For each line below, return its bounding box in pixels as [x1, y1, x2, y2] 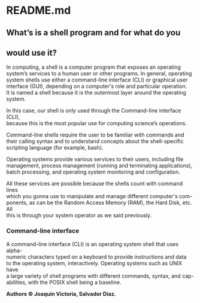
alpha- [6, 247, 23, 254]
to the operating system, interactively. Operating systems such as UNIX [6, 259, 183, 266]
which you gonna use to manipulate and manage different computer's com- [6, 193, 193, 200]
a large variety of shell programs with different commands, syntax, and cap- [6, 272, 194, 279]
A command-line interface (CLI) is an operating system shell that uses [6, 240, 178, 247]
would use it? [6, 47, 57, 57]
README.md [6, 4, 71, 17]
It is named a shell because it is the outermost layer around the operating [6, 89, 187, 96]
